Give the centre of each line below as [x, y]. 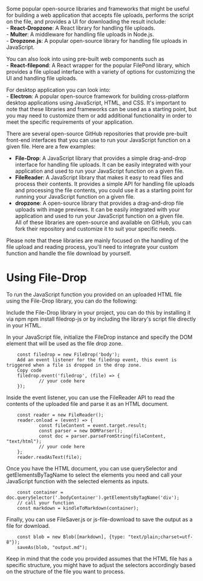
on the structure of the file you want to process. [66, 571]
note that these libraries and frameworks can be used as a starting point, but [101, 109]
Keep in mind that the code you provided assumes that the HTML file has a [99, 559]
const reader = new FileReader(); [60, 415]
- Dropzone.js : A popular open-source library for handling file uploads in [97, 41]
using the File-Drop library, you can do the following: [72, 301]
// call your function [46, 503]
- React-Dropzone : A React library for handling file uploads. [81, 28]
